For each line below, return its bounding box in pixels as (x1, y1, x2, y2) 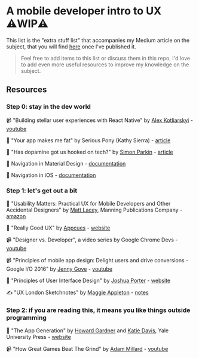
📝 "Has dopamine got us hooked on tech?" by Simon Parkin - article (6, 148, 173, 155)
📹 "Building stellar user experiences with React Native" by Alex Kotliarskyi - (6, 117, 193, 124)
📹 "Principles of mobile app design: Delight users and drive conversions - (6, 256, 189, 264)
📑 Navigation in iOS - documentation (6, 172, 96, 179)
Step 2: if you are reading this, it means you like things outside (6, 306, 191, 314)
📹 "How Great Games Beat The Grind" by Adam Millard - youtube (6, 345, 169, 353)
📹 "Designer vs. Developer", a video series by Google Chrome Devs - (6, 236, 178, 243)
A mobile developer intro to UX (6, 4, 162, 18)
